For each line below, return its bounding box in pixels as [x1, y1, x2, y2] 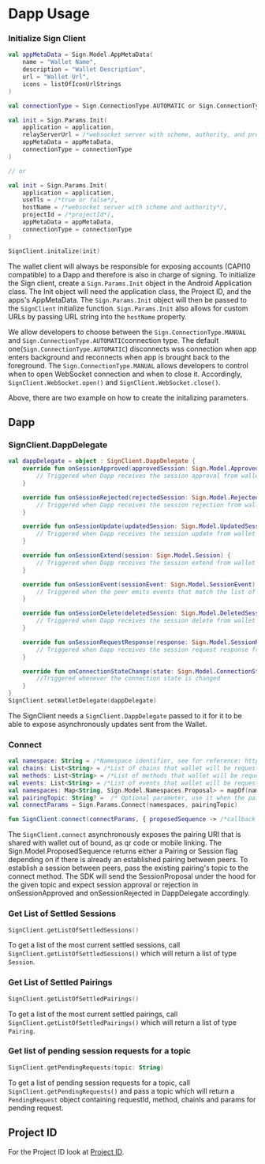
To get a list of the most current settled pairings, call [8, 1009, 178, 1019]
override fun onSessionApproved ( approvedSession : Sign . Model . [22, 465, 231, 473]
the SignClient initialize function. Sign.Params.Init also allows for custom [8, 303, 248, 313]
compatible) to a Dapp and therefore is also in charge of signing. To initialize [8, 269, 256, 279]
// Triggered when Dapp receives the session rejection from [36, 501, 242, 509]
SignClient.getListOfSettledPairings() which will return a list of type [8, 1017, 237, 1027]
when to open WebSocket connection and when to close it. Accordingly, [8, 369, 243, 379]
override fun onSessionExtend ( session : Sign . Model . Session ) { [22, 552, 231, 559]
